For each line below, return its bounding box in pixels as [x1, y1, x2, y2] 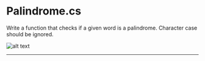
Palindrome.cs [6, 4, 81, 18]
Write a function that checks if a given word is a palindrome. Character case [6, 24, 198, 31]
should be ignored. [6, 30, 54, 37]
